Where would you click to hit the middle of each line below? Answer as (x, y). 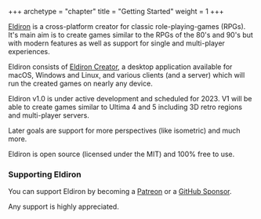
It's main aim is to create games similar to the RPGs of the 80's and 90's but (130, 35)
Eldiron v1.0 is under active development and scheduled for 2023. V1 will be (130, 99)
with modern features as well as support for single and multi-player (117, 43)
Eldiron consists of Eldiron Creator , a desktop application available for (120, 67)
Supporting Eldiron (45, 174)
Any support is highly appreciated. (63, 206)
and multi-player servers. (49, 115)
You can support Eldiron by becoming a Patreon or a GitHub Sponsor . (120, 192)
